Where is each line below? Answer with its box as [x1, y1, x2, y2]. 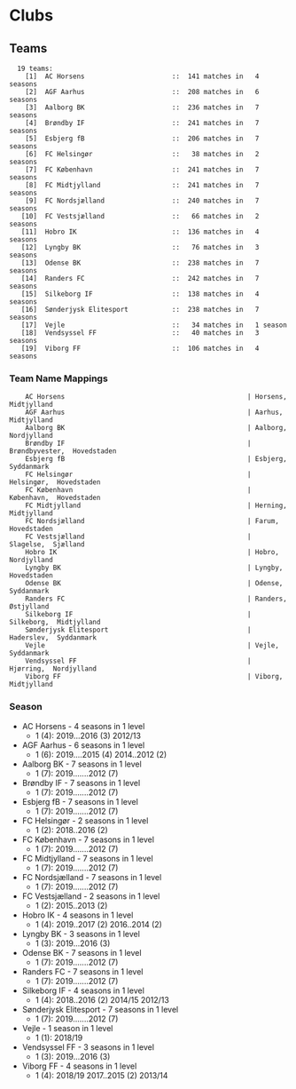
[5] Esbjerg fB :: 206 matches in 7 [25, 134, 260, 143]
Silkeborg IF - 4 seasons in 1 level [21, 985, 144, 996]
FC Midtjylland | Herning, [25, 501, 288, 511]
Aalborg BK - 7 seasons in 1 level [21, 759, 142, 769]
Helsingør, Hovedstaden [9, 478, 101, 487]
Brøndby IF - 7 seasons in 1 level [21, 777, 141, 788]
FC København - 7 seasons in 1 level [21, 834, 155, 845]
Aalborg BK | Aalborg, [25, 424, 288, 433]
